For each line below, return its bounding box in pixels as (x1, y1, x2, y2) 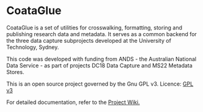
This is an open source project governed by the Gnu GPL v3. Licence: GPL (6, 80, 194, 88)
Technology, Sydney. (6, 43, 59, 51)
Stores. (6, 68, 24, 75)
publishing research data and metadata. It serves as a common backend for (6, 30, 197, 37)
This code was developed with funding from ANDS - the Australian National (6, 55, 197, 62)
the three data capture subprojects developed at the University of (6, 37, 171, 44)
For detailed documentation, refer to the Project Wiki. (6, 99, 140, 106)
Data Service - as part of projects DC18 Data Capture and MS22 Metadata (6, 62, 193, 69)
